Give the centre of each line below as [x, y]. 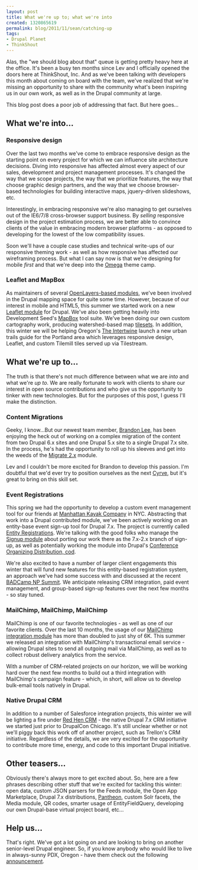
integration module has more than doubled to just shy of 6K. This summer [96, 635]
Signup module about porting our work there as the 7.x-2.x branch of [90, 539]
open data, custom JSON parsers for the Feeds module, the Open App [92, 790]
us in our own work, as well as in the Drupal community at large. [84, 93]
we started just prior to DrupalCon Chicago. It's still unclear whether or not [97, 726]
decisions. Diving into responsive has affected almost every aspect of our [95, 166]
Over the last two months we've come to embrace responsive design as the [98, 153]
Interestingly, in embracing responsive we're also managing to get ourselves [99, 209]
